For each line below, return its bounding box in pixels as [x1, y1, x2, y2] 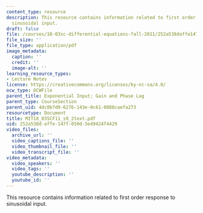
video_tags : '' [11, 166, 50, 172]
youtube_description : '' [11, 171, 74, 178]
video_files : [6, 127, 39, 133]
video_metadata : [6, 154, 47, 161]
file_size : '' [6, 37, 42, 43]
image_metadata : [6, 48, 47, 54]
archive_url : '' [11, 132, 53, 139]
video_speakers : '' [11, 161, 61, 167]
